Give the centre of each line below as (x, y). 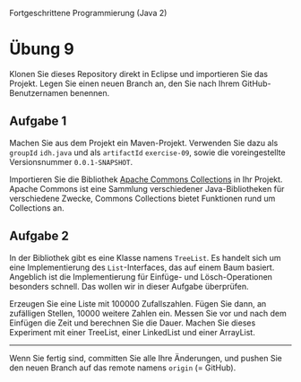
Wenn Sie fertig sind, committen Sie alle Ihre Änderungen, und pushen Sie (146, 358)
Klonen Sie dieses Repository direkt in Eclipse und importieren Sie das (139, 74)
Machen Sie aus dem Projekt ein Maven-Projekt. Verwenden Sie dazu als (144, 143)
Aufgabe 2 (39, 236)
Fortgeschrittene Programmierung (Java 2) (88, 13)
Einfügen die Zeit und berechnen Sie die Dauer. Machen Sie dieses (133, 323)
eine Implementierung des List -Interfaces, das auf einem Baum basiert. (142, 267)
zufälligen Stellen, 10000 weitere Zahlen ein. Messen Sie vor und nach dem (148, 313)
